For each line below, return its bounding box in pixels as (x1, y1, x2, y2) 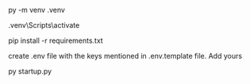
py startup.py (8, 67, 52, 76)
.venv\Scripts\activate (8, 21, 80, 29)
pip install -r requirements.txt (8, 36, 103, 45)
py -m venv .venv (8, 6, 66, 14)
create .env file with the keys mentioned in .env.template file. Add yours (8, 52, 243, 60)
